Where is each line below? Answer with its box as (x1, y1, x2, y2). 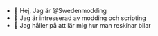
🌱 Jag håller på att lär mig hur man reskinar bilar (13, 21, 151, 29)
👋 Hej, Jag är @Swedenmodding (13, 7, 107, 15)
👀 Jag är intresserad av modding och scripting (13, 14, 147, 22)
